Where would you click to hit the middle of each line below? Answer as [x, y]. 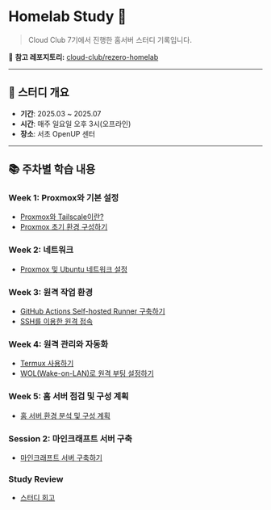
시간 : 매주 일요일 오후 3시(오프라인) [75, 124]
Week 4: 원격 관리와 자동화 [58, 344]
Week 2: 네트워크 [41, 250]
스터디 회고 [38, 498]
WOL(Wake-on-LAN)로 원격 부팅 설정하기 [87, 373]
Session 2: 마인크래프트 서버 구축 [71, 438]
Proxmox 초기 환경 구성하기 [64, 227]
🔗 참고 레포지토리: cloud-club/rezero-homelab [83, 57]
